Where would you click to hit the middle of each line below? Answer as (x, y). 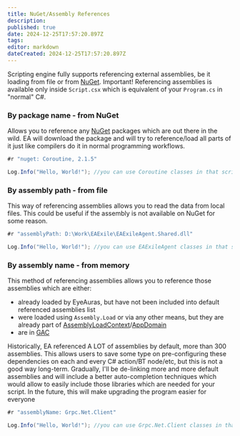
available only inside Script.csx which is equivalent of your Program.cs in (115, 89)
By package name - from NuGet (63, 115)
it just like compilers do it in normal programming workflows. (96, 146)
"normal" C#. (27, 96)
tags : (15, 41)
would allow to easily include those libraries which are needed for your (111, 384)
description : (27, 21)
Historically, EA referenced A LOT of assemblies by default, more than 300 (117, 346)
